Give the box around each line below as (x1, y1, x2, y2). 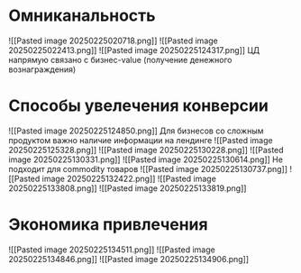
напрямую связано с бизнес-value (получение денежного (8, 54, 233, 65)
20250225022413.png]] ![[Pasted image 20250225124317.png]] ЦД (8, 44, 260, 55)
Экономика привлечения (8, 214, 208, 235)
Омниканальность (8, 5, 156, 26)
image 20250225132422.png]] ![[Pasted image (41, 173, 217, 184)
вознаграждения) (8, 64, 77, 75)
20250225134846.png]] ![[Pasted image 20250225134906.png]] (8, 253, 250, 264)
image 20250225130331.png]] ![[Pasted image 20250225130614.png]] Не (8, 154, 283, 165)
